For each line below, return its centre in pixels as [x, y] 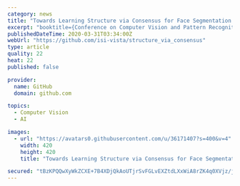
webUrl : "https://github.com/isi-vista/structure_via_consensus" [106, 41]
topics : [19, 106]
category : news [30, 14]
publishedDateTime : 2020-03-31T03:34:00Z [70, 34]
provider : [22, 80]
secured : [20, 172]
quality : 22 [25, 54]
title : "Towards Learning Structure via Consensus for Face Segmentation [120, 21]
